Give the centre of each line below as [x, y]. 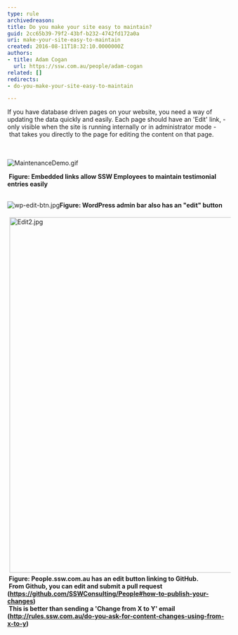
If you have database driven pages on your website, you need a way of [110, 112]
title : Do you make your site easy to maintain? [80, 27]
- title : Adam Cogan [38, 60]
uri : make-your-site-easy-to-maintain [64, 40]
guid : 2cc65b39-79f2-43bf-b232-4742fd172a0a [73, 33]
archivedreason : [31, 20]
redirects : [23, 79]
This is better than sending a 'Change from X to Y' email [92, 609]
